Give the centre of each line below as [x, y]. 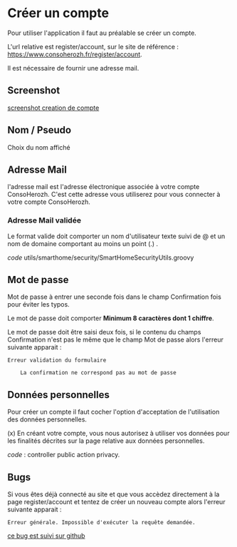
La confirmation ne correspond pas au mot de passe [98, 373]
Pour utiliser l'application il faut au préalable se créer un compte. [102, 33]
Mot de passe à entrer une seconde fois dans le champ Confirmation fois [115, 297]
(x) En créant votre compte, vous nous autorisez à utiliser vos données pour [118, 434]
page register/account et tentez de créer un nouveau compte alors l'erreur [116, 502]
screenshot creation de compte [53, 108]
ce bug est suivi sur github [46, 536]
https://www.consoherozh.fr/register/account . [75, 54]
